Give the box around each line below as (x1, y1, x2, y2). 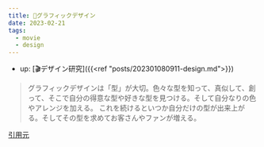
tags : (8, 26, 26, 34)
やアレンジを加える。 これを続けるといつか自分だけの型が (27, 103, 218, 113)
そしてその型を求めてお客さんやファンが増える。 (41, 113, 201, 123)
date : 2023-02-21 (8, 19, 66, 27)
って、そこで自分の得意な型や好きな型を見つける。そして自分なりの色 (27, 93, 256, 103)
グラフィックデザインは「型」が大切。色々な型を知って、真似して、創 (27, 83, 256, 93)
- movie (15, 33, 41, 42)
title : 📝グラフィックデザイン (8, 11, 96, 20)
